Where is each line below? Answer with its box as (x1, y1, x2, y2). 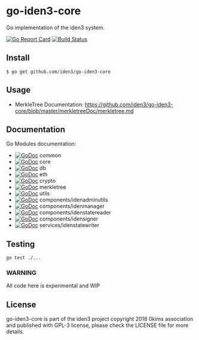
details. (6, 328, 25, 335)
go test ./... (6, 255, 42, 261)
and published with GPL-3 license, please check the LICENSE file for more (6, 321, 189, 329)
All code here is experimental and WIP (6, 282, 100, 289)
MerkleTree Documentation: (14, 100, 84, 108)
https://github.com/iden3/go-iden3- (84, 100, 173, 108)
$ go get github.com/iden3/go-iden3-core (6, 69, 111, 75)
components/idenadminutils (39, 196, 109, 204)
